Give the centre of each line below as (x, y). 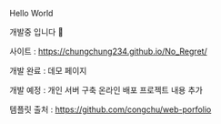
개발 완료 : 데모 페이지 (48, 71)
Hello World (31, 13)
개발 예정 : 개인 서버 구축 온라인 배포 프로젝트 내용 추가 (106, 90)
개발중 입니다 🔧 (36, 32)
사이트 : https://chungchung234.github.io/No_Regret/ (108, 51)
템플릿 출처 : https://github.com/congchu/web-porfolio (110, 109)
